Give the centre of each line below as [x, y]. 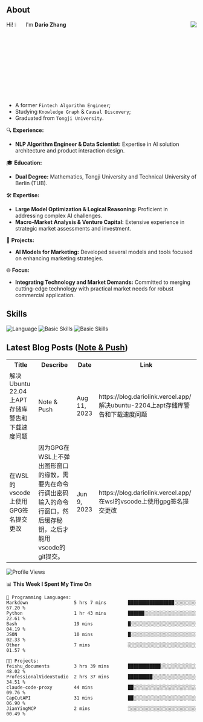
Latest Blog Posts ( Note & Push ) [67, 348]
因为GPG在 [54, 447]
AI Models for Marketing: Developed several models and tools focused [104, 252]
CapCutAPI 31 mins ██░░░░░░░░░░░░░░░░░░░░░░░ [101, 698]
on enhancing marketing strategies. [59, 258]
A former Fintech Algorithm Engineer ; [63, 105]
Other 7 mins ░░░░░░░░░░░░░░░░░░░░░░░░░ [101, 645]
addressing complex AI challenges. [59, 216]
